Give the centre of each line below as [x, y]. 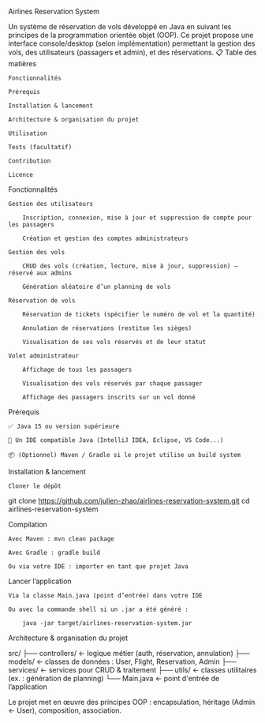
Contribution [30, 161]
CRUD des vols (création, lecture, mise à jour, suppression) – [130, 266]
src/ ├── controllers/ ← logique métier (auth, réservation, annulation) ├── [129, 653]
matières [22, 64]
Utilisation [28, 133]
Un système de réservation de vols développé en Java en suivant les [120, 26]
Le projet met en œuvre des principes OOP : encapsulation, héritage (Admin [132, 702]
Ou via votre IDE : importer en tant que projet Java [99, 567]
